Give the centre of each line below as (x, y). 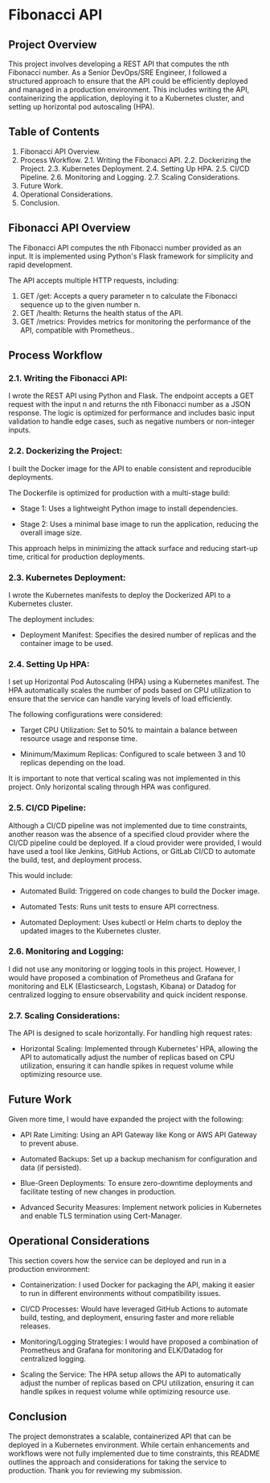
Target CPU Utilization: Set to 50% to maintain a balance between (129, 730)
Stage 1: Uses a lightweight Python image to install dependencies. (129, 508)
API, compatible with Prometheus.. (77, 330)
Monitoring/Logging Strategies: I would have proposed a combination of (139, 1341)
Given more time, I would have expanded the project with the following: (126, 1119)
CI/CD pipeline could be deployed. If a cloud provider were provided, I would (135, 843)
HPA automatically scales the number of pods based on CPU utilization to (130, 690)
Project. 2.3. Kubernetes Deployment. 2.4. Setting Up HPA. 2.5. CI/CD (135, 168)
